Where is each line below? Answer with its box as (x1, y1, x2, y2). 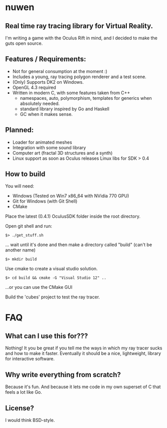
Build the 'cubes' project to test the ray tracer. (5, 294, 100, 300)
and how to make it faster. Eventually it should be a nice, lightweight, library (5, 350, 161, 356)
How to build (5, 170, 46, 178)
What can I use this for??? (5, 332, 88, 340)
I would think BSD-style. (5, 417, 55, 423)
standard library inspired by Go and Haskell (20, 105, 109, 112)
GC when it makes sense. (20, 111, 73, 117)
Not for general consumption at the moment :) (12, 68, 108, 74)
